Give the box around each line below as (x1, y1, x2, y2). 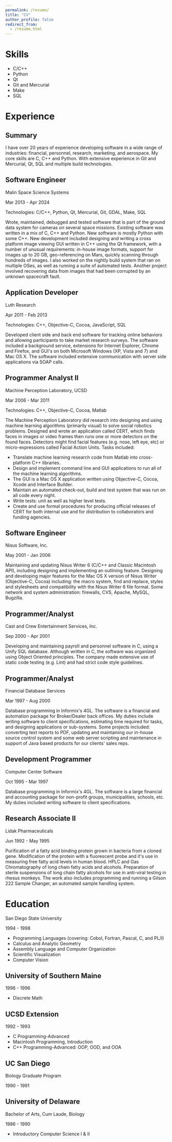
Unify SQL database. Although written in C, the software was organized (5, 649, 156, 655)
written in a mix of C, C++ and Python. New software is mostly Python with (5, 230, 163, 236)
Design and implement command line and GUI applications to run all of (12, 465, 162, 471)
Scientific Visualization (12, 951, 61, 957)
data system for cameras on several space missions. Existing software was (5, 224, 164, 230)
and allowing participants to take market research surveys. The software (5, 337, 158, 343)
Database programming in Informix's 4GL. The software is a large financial (5, 788, 162, 794)
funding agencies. (12, 514, 51, 520)
